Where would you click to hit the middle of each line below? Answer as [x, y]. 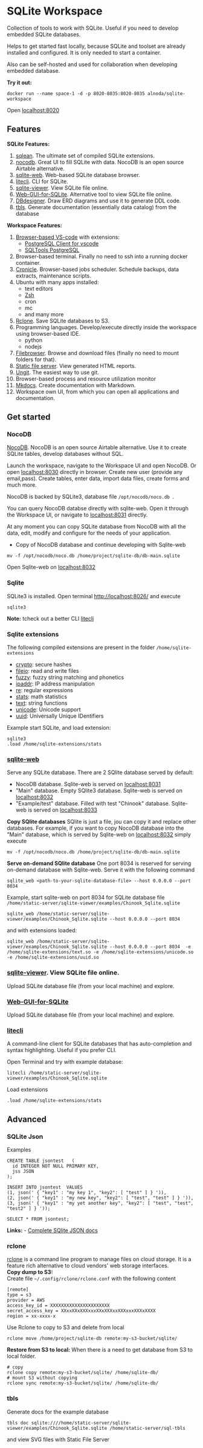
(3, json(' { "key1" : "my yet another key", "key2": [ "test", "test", [100, 1203]
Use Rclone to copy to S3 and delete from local [66, 1327]
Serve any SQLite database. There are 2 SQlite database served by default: [100, 772]
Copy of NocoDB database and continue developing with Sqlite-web [101, 545]
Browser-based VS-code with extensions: [68, 237]
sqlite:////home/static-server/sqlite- [81, 1423]
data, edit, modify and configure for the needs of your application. [89, 533]
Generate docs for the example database [58, 1412]
